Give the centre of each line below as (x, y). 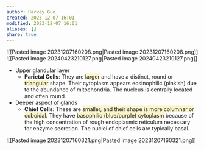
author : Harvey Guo (31, 12)
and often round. (45, 96)
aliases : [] (21, 29)
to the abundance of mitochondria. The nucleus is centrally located (108, 90)
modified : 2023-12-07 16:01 (42, 23)
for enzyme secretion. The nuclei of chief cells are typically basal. (107, 129)
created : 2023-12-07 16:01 (40, 18)
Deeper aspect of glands (46, 103)
